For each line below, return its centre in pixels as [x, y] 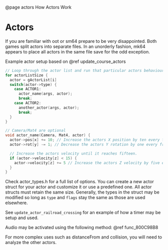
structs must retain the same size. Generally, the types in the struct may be [82, 192]
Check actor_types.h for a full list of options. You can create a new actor [79, 182]
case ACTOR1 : [28, 89]
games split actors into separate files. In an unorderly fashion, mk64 [75, 46]
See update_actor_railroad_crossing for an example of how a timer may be [83, 213]
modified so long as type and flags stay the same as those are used [75, 198]
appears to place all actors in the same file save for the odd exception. [77, 51]
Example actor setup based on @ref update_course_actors [65, 61]
